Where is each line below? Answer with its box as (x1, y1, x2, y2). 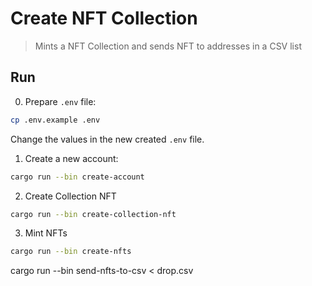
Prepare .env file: (24, 95, 97, 107)
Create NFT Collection (10, 7, 198, 30)
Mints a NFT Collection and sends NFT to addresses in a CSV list (34, 40, 302, 52)
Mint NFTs (24, 227, 68, 239)
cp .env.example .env (10, 115, 101, 125)
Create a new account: (24, 152, 119, 164)
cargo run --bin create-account (10, 172, 145, 182)
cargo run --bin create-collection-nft (10, 209, 177, 219)
